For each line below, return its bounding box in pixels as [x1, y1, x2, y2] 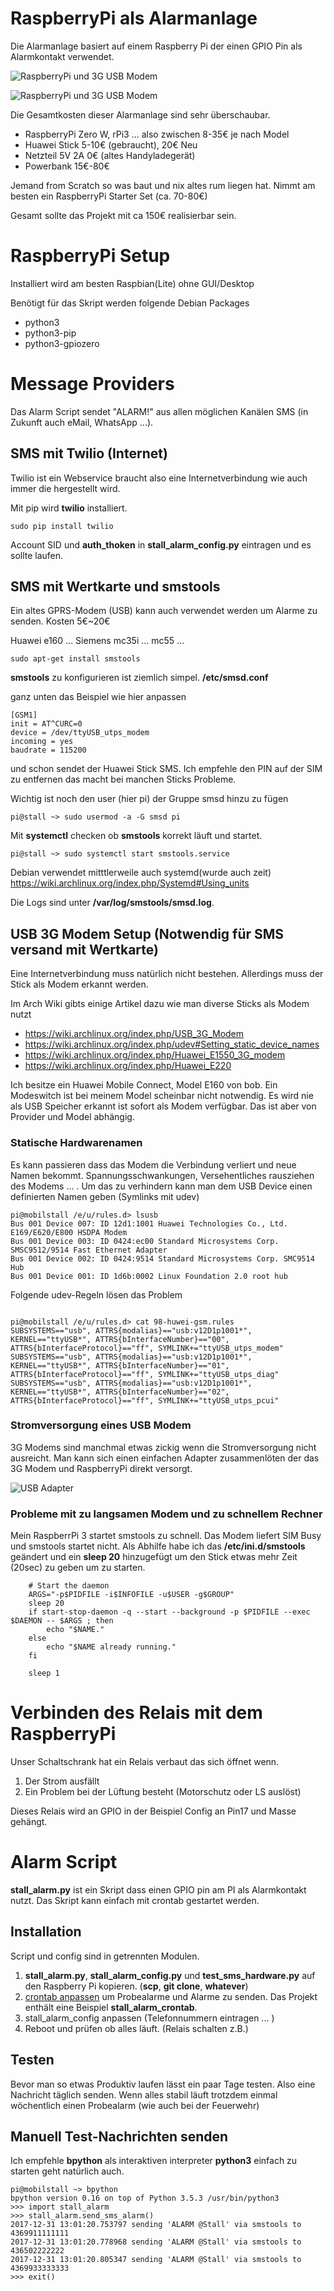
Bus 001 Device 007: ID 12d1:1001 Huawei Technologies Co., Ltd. [10, 1218, 288, 1229]
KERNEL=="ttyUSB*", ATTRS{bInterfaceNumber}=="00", [10, 1334, 230, 1344]
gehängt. [10, 1816, 48, 1828]
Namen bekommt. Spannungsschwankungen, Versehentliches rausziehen [10, 1169, 315, 1181]
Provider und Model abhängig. [10, 1111, 135, 1123]
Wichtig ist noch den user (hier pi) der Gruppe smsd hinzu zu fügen [10, 793, 289, 805]
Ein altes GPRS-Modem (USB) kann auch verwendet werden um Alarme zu [10, 605, 318, 617]
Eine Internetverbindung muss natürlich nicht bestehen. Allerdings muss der [10, 968, 324, 980]
